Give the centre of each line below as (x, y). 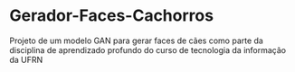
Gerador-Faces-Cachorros (112, 16)
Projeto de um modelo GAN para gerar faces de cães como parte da (137, 40)
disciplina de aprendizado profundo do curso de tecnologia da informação (148, 49)
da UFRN (26, 59)
